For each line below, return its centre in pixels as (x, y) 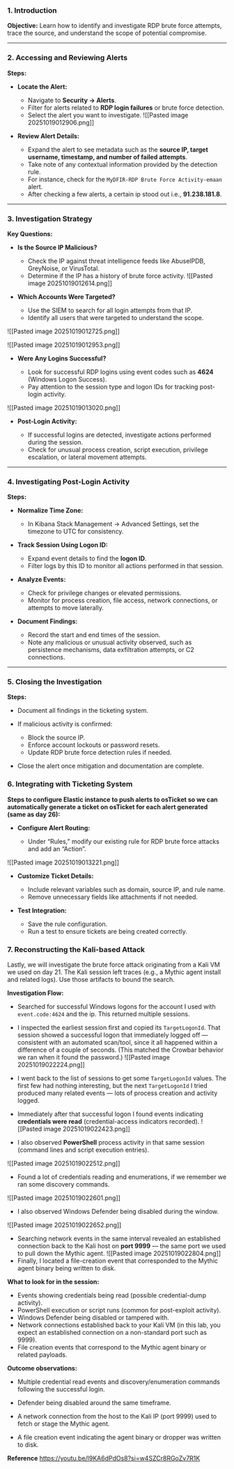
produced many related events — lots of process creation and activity (117, 1093)
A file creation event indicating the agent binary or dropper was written (119, 1438)
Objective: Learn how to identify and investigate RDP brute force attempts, (115, 26)
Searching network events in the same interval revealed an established (119, 1238)
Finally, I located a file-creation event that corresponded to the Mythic (117, 1261)
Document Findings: (47, 621)
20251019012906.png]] (61, 122)
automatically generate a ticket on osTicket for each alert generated (108, 806)
